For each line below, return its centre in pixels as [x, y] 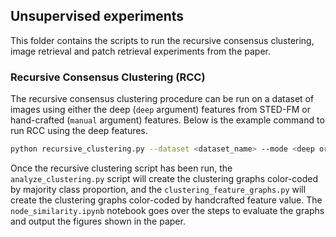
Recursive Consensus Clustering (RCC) [108, 77]
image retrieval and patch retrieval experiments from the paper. [140, 51]
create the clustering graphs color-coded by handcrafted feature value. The [166, 200]
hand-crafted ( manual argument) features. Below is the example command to [167, 120]
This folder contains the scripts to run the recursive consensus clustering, [162, 40]
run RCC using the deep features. [79, 131]
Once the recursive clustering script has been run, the [121, 168]
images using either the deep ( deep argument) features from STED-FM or [160, 110]
